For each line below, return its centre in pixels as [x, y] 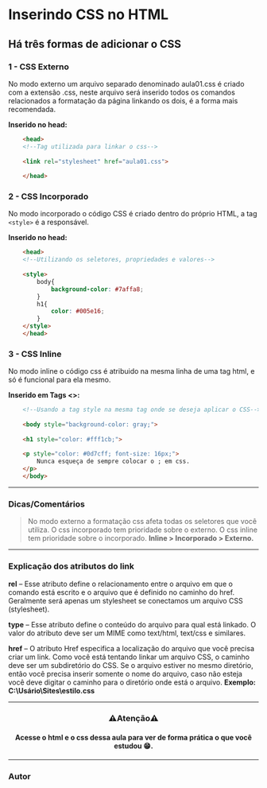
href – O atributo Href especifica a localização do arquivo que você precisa [131, 648]
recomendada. [32, 109]
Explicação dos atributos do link [72, 566]
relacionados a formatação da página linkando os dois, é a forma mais [123, 100]
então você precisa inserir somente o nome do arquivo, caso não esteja [125, 673]
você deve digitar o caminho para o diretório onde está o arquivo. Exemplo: [132, 682]
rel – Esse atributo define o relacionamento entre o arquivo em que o [120, 584]
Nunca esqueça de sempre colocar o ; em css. [114, 462]
